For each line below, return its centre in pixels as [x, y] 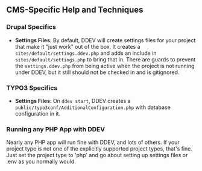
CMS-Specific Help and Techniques [75, 10]
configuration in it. [38, 113]
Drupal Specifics [31, 27]
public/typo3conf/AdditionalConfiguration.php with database [93, 107]
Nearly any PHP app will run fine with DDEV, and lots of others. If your [93, 142]
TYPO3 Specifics [32, 88]
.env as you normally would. [41, 161]
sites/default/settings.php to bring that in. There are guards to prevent [105, 59]
